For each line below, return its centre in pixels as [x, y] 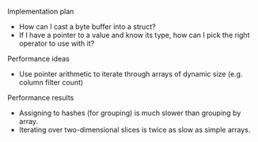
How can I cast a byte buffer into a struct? [87, 26]
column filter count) [51, 82]
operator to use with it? [57, 43]
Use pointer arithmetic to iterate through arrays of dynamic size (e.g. [131, 74]
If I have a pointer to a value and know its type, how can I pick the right [134, 35]
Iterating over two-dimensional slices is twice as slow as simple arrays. [135, 130]
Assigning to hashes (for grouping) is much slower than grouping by [130, 113]
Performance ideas [39, 59]
